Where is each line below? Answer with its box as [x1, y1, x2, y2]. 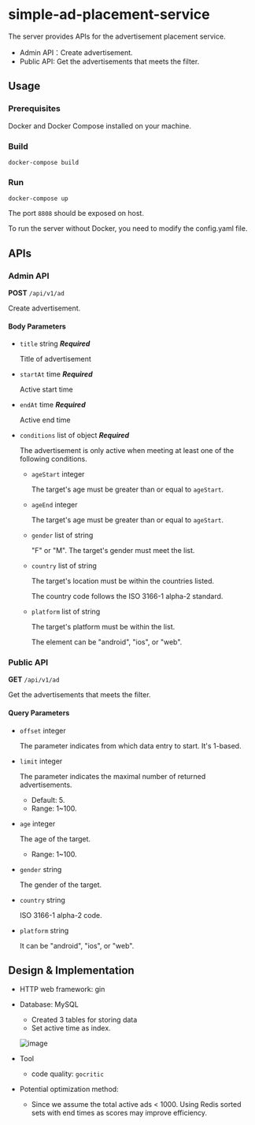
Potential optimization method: [19, 1085, 120, 1094]
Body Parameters [8, 321, 67, 331]
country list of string [31, 561, 97, 570]
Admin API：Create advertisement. [19, 47, 133, 57]
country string [19, 895, 65, 904]
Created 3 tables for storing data [31, 1015, 138, 1025]
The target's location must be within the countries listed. [31, 577, 215, 586]
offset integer [19, 726, 66, 735]
